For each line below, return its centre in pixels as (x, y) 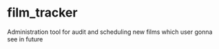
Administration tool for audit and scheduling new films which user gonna (110, 32)
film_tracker (42, 13)
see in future (25, 39)
